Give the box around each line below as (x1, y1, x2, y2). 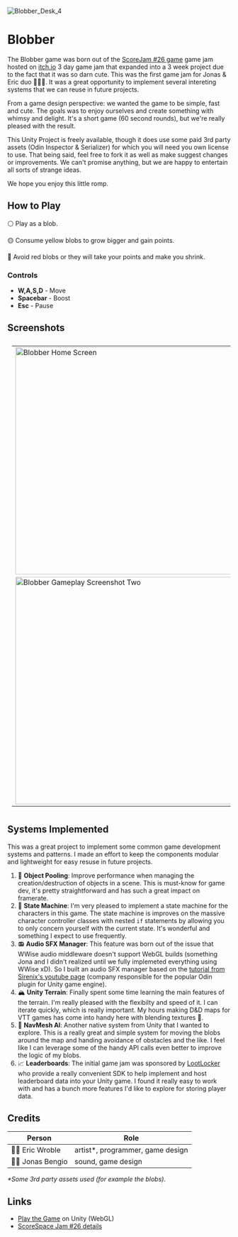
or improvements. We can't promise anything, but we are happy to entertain (7, 158, 228, 166)
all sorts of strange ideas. (7, 165, 81, 174)
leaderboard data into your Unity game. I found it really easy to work (17, 1077, 217, 1085)
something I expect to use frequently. (17, 931, 127, 940)
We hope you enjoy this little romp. (7, 179, 108, 187)
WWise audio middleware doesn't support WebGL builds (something (17, 949, 218, 958)
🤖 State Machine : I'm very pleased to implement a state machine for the (17, 901, 228, 910)
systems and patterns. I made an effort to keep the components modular (7, 849, 219, 859)
